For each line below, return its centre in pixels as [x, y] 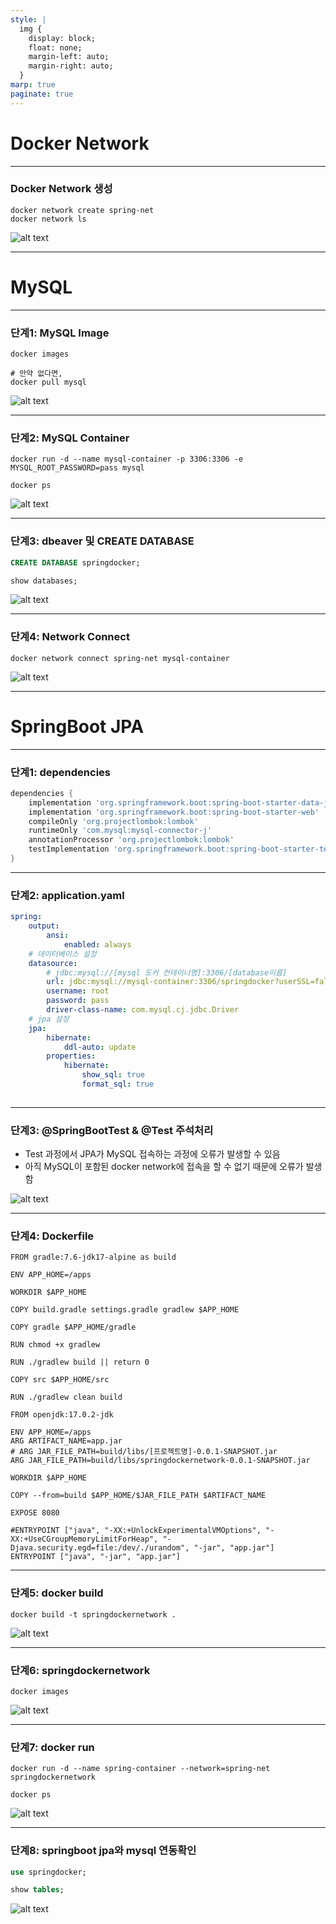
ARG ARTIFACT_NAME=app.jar [66, 1441]
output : [44, 926]
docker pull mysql [48, 382]
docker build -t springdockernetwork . [93, 1614]
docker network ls [48, 219]
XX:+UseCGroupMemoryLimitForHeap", [84, 1539]
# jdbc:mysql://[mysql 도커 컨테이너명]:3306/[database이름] [167, 972]
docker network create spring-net [82, 210]
